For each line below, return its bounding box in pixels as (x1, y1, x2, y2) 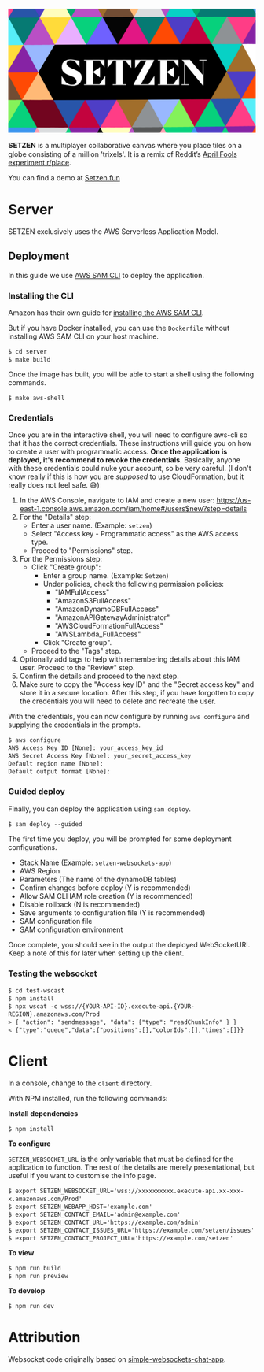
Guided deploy (8, 786, 65, 797)
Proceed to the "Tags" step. (31, 647, 122, 656)
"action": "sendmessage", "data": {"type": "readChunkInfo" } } (22, 1018, 237, 1026)
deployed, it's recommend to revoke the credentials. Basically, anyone (8, 455, 241, 465)
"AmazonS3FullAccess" (54, 596, 132, 606)
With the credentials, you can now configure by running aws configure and (8, 712, 250, 721)
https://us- (216, 495, 251, 505)
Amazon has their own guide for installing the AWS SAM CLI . (8, 308, 204, 317)
